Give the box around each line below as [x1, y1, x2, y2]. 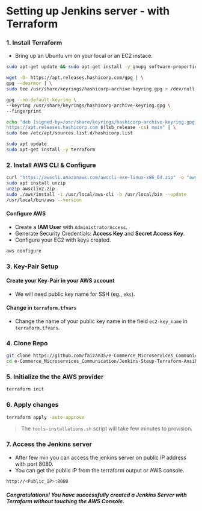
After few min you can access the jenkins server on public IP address [14, 454, 186, 461]
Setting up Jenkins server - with [6, 4, 170, 18]
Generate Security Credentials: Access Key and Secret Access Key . [14, 230, 185, 237]
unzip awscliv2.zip [6, 186, 55, 192]
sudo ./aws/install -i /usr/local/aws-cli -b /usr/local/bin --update [6, 191, 187, 197]
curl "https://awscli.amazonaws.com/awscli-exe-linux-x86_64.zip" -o [6, 175, 185, 181]
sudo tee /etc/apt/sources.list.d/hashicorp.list [6, 130, 133, 136]
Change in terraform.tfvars [6, 304, 77, 312]
